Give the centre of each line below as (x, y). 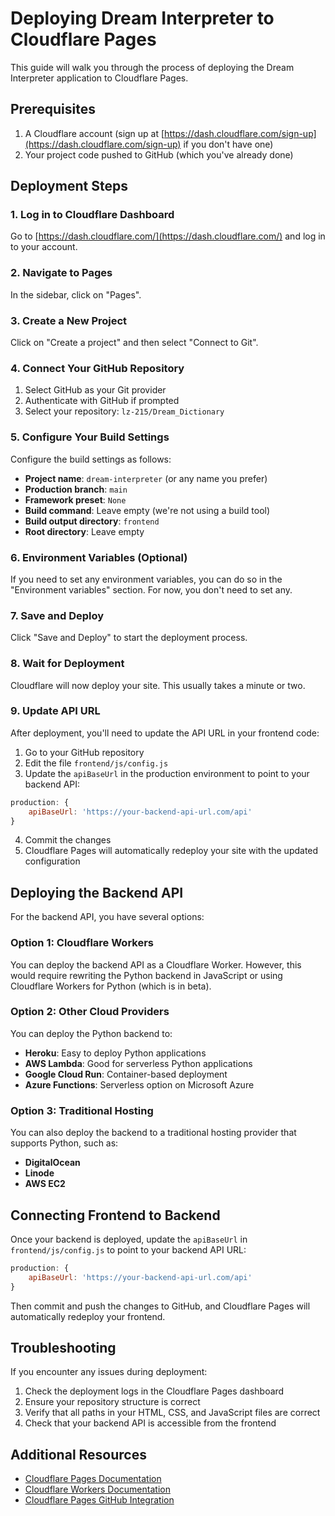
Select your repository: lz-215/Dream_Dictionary (124, 411)
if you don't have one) (228, 144)
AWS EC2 (45, 1184)
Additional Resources (78, 1454)
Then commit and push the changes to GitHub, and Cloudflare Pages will (160, 1306)
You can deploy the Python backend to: (91, 1033)
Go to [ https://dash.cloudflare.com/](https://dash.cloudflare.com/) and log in (168, 236)
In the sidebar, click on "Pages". (76, 294)
